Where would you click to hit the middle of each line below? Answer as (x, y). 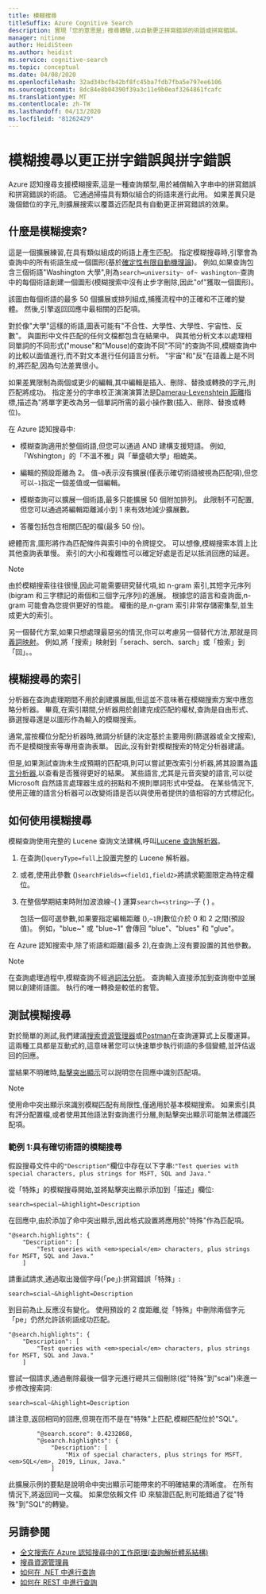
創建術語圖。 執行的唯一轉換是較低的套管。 (93, 988)
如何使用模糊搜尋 (50, 820)
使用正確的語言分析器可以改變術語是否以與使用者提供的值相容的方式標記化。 (133, 793)
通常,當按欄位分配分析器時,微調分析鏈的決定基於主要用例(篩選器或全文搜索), (132, 736)
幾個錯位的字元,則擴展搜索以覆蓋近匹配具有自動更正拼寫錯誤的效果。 (121, 204)
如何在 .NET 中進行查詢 (58, 1573)
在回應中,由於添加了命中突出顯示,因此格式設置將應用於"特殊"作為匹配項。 (128, 1221)
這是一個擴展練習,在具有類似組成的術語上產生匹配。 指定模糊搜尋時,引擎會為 (133, 252)
